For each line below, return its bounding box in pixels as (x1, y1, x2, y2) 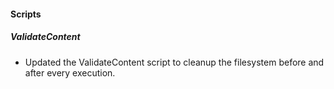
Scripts (10, 8, 42, 20)
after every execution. (24, 66, 116, 79)
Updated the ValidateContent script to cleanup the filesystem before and (24, 56, 325, 68)
